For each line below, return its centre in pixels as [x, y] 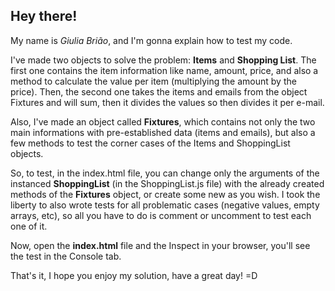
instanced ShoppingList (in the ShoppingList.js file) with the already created [167, 183]
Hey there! [44, 16]
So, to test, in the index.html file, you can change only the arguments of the [165, 173]
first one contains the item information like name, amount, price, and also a [164, 70]
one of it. [29, 226]
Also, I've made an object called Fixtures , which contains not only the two [163, 121]
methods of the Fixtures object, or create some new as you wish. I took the [165, 194]
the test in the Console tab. [66, 256]
